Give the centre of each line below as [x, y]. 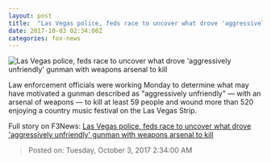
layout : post [30, 16]
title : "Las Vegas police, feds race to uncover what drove [113, 23]
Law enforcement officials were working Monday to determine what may [129, 85]
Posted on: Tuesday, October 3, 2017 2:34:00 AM [110, 150]
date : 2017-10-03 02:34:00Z [56, 31]
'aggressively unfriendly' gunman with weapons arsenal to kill [111, 135]
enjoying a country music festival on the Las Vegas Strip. [103, 111]
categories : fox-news [45, 38]
